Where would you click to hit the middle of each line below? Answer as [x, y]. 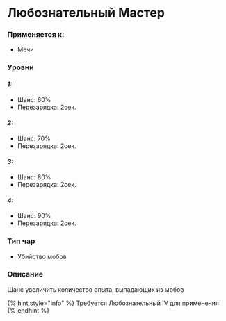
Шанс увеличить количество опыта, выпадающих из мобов [96, 289]
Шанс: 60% [34, 99]
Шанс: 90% [34, 216]
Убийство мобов [42, 256]
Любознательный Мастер [86, 13]
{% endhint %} [29, 310]
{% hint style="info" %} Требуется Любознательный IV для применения [113, 303]
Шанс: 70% [34, 138]
